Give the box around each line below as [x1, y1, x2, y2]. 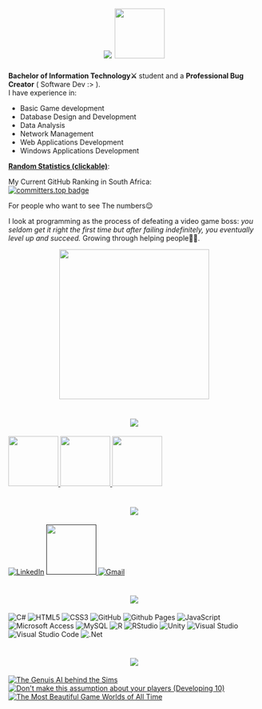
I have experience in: [8, 88, 77, 98]
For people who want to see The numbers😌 [8, 201, 153, 210]
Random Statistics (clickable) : [8, 161, 110, 171]
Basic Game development [19, 103, 105, 113]
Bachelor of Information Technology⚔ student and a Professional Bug [8, 70, 244, 80]
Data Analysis [19, 120, 65, 129]
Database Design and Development [19, 112, 137, 121]
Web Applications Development [19, 137, 124, 147]
